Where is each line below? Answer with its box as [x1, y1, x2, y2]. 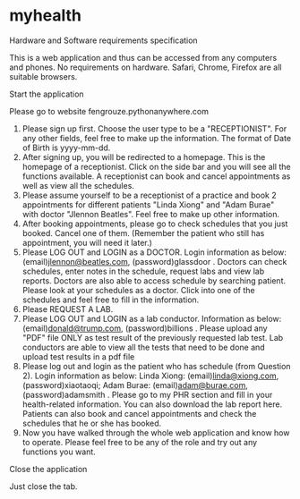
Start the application [9, 89, 84, 99]
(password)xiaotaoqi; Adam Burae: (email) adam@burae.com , [21, 379, 248, 390]
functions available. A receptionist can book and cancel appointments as [21, 171, 291, 182]
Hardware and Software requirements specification [9, 35, 199, 46]
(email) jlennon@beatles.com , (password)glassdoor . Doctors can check [21, 256, 287, 266]
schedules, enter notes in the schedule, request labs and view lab [21, 266, 265, 276]
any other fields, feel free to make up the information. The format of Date [21, 132, 292, 143]
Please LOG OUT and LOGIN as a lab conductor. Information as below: [21, 313, 282, 324]
